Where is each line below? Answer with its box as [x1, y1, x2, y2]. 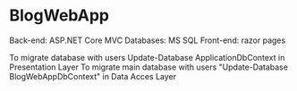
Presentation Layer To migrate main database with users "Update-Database [9, 62, 289, 72]
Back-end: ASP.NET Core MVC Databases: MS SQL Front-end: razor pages [9, 35, 286, 45]
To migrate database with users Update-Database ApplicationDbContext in [9, 52, 285, 62]
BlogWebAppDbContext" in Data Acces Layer [9, 70, 177, 81]
